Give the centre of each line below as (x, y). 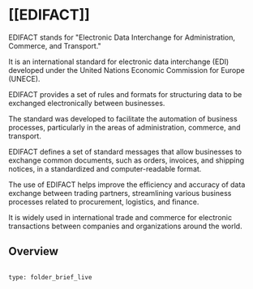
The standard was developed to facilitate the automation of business (123, 118)
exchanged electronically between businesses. (87, 103)
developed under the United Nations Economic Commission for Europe (126, 70)
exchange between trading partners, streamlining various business (120, 193)
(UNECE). (24, 79)
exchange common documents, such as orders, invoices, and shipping (126, 160)
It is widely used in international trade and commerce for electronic (120, 217)
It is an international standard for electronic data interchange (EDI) (119, 62)
